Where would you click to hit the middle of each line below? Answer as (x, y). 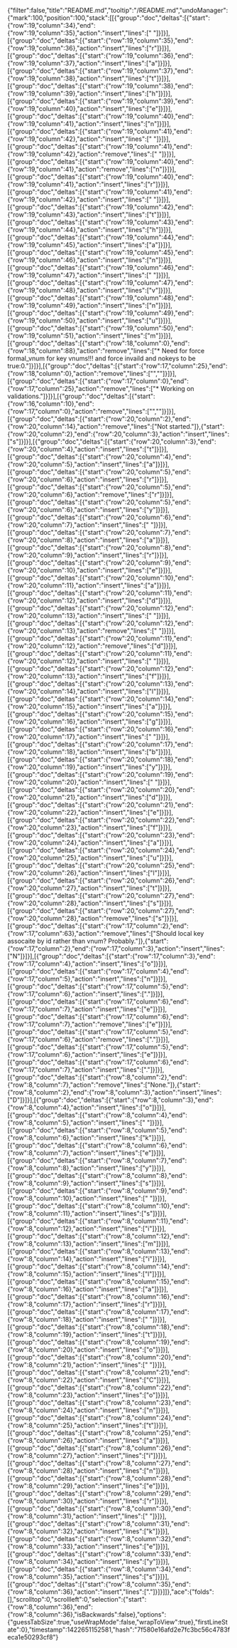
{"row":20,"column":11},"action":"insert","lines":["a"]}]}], (89, 585)
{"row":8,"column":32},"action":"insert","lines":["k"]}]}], (88, 1531)
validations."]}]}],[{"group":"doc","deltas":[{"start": (81, 396)
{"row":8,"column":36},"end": (50, 1607)
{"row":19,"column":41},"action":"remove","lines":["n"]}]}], (92, 169)
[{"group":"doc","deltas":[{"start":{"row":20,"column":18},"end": (100, 759)
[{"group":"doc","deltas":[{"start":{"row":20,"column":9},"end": (99, 563)
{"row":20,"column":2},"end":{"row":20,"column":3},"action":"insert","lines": (118, 434)
